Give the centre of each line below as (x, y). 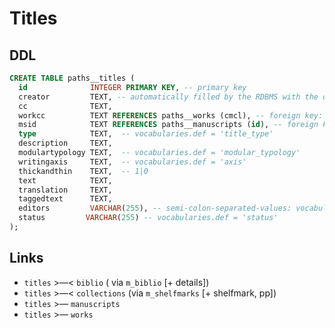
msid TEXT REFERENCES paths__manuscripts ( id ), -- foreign (168, 125)
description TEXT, (65, 143)
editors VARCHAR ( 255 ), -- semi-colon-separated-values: (155, 208)
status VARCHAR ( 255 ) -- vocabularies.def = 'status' (148, 218)
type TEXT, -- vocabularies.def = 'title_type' (146, 134)
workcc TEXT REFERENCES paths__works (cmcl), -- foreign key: (171, 115)
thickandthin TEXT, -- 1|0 (83, 171)
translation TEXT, (65, 190)
